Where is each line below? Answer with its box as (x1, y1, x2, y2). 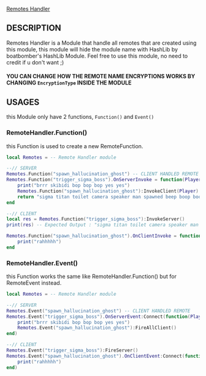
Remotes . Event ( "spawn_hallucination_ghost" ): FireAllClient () (17, 325, 177, 331)
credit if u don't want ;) (6, 58, 64, 66)
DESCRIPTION (6, 23, 61, 33)
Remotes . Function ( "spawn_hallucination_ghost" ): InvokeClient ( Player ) (17, 188, 199, 194)
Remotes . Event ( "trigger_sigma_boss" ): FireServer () (6, 347, 139, 354)
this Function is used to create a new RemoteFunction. (6, 142, 143, 149)
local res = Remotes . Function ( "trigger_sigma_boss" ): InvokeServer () (6, 216, 185, 222)
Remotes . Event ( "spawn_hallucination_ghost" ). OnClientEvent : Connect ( (6, 353, 185, 359)
